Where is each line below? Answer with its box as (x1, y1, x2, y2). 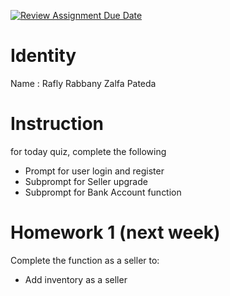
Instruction (10, 113, 104, 135)
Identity (10, 45, 77, 67)
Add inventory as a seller (24, 273, 128, 285)
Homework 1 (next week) (10, 221, 221, 244)
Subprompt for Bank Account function (24, 186, 182, 198)
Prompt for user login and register (24, 165, 165, 177)
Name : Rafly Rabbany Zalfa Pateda (10, 77, 157, 89)
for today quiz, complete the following (10, 145, 167, 157)
